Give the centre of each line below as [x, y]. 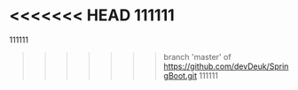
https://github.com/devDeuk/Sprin [226, 66]
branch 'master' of [198, 56]
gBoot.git [180, 75]
